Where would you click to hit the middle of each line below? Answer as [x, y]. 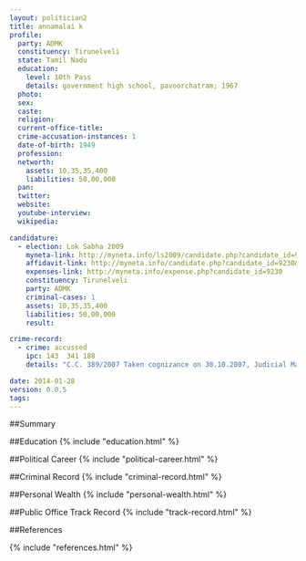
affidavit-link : [57, 264]
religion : [36, 119]
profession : [41, 153]
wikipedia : [38, 221]
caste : [30, 111]
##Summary [33, 424]
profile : [26, 35]
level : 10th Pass [59, 78]
